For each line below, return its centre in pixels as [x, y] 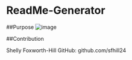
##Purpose [20, 27]
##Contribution [25, 38]
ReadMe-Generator [56, 10]
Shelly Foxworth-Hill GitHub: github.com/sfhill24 [66, 50]
